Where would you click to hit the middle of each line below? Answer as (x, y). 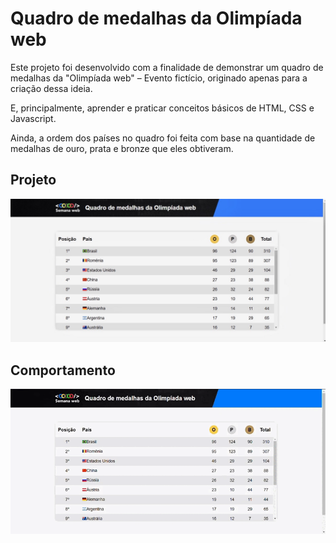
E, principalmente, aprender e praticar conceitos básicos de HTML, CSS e (162, 108)
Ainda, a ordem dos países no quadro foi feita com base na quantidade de (163, 138)
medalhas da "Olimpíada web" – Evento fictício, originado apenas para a (159, 78)
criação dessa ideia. (51, 88)
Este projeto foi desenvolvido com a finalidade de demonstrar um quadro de (167, 67)
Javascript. (33, 118)
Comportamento (63, 370)
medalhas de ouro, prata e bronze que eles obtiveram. (122, 148)
